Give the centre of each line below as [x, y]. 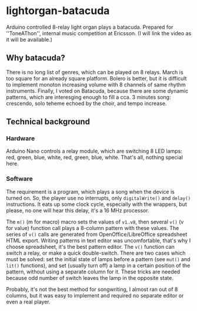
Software [20, 179]
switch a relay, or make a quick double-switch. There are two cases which [96, 253]
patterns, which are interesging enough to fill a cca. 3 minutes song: [89, 97]
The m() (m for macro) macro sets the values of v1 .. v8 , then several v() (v [95, 222]
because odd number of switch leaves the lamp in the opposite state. [90, 278]
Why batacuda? [36, 58]
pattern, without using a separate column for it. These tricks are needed [93, 272]
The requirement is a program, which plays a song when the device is [90, 191]
